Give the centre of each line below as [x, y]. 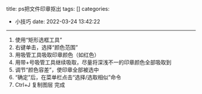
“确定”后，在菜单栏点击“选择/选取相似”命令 [68, 77]
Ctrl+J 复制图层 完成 [40, 85]
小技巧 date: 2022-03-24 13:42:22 [57, 22]
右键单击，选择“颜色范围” [46, 47]
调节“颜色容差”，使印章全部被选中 [57, 70]
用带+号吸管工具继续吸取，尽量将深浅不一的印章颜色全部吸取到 [93, 62]
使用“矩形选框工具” [38, 40]
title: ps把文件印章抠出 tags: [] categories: [58, 9]
